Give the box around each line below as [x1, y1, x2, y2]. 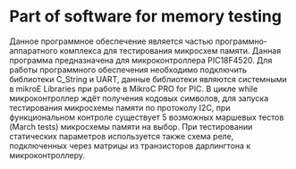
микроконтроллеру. [9, 149, 86, 160]
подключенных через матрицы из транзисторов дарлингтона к [9, 140, 251, 151]
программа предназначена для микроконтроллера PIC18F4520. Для [9, 55, 273, 65]
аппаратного [9, 45, 58, 55]
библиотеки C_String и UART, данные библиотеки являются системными [9, 73, 288, 84]
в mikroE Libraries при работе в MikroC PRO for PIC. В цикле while [9, 83, 258, 94]
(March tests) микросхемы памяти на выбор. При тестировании [9, 121, 253, 131]
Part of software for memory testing [9, 6, 282, 27]
